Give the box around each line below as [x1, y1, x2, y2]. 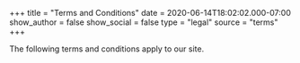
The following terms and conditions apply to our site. [9, 43, 205, 54]
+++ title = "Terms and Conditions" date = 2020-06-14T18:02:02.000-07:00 [9, 8, 292, 18]
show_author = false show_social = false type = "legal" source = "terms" [9, 17, 278, 28]
